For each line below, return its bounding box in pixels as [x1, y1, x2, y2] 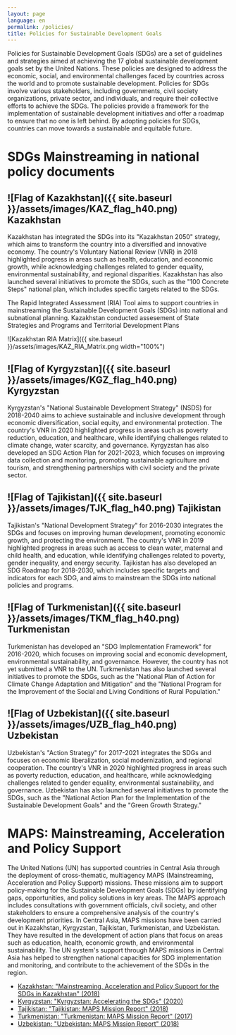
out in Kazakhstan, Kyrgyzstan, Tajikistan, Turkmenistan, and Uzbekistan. [7, 924, 221, 932]
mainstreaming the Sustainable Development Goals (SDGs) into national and [7, 306, 228, 314]
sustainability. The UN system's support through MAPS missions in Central [7, 946, 224, 955]
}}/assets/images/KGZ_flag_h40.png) [7, 374, 178, 386]
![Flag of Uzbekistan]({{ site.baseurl [7, 708, 170, 720]
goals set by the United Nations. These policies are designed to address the [7, 64, 228, 73]
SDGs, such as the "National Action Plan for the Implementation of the [7, 793, 211, 802]
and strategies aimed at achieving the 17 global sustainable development [7, 57, 218, 66]
